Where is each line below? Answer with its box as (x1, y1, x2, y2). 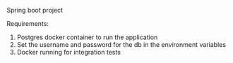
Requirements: (6, 20, 49, 27)
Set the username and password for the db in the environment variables (16, 41, 227, 48)
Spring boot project (6, 6, 64, 14)
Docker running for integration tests (16, 48, 121, 56)
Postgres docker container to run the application (16, 33, 158, 41)
